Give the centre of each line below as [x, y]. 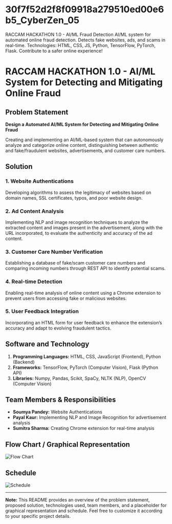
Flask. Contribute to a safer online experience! [54, 51]
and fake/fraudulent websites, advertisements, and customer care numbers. [85, 150]
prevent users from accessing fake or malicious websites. [66, 298]
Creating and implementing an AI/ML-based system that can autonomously [84, 140]
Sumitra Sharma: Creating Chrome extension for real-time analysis [83, 428]
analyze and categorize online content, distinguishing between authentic [82, 145]
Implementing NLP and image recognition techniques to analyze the [77, 222]
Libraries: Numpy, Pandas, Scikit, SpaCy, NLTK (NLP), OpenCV [79, 378]
